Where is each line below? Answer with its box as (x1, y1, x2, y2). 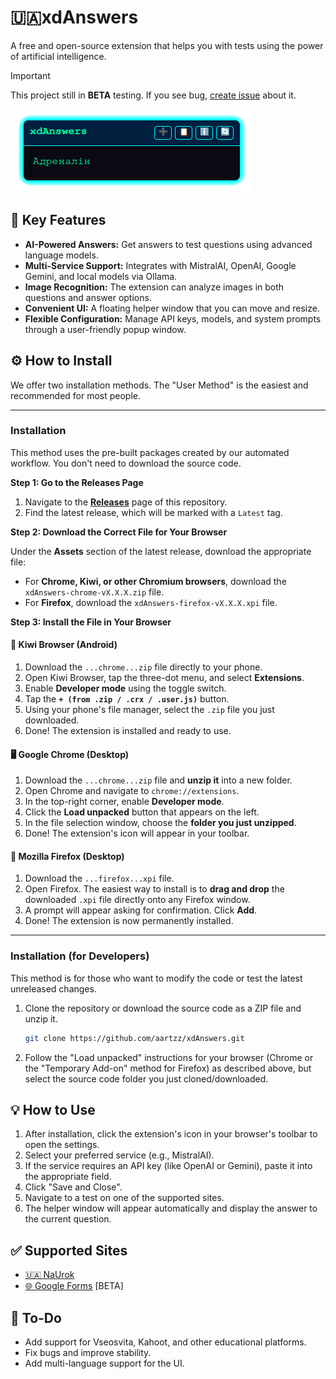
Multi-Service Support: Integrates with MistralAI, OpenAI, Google (24, 259, 297, 271)
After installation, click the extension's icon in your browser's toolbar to (24, 1128, 318, 1140)
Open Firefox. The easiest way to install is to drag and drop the (24, 883, 285, 895)
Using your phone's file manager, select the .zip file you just (24, 704, 275, 716)
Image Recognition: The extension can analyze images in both (24, 281, 285, 293)
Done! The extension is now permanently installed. (24, 915, 234, 927)
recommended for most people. (10, 389, 142, 401)
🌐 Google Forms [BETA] (24, 1280, 124, 1292)
